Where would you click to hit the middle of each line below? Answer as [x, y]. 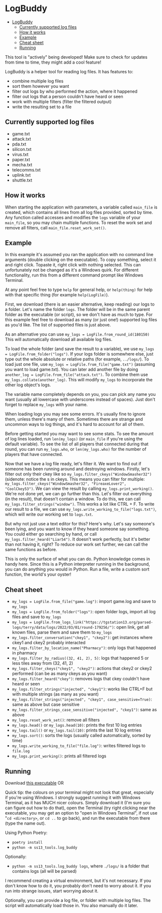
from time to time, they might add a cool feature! [53, 62]
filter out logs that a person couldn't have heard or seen [67, 96]
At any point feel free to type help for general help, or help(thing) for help [79, 290]
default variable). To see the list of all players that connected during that [77, 444]
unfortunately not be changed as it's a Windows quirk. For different [72, 270]
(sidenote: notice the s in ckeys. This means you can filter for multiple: [75, 479]
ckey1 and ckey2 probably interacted [49, 643]
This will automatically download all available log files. [59, 340]
